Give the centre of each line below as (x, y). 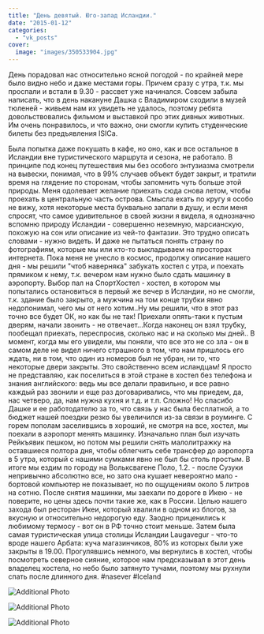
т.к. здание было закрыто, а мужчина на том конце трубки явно (115, 300)
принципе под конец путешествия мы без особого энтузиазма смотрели (131, 165)
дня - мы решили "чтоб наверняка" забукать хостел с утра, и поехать (126, 266)
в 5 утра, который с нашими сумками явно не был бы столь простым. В (129, 459)
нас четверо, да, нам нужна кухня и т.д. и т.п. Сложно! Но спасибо (121, 400)
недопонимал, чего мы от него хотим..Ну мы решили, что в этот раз (123, 308)
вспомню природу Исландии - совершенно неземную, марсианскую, (126, 224)
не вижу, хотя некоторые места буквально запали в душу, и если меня (128, 207)
